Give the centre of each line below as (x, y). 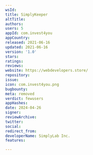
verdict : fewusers (24, 98)
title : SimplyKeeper (27, 15)
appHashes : (16, 103)
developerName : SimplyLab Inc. (38, 136)
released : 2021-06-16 (28, 43)
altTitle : (15, 19)
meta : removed (20, 94)
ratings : (14, 61)
